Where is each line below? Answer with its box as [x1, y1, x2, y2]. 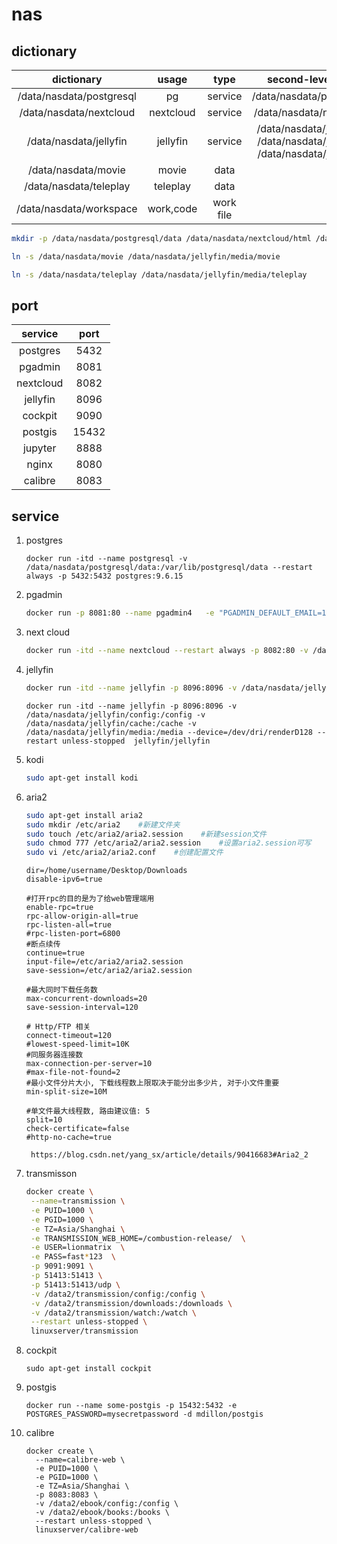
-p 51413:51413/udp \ [30, 1279, 121, 1290]
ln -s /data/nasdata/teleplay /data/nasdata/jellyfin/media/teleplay [11, 269, 308, 280]
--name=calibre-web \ [35, 1455, 126, 1465]
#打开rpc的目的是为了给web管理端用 [25, 894, 155, 904]
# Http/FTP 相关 [25, 1022, 91, 1032]
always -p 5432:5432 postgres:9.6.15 [25, 571, 184, 582]
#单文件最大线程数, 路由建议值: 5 [25, 1106, 151, 1117]
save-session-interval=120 [25, 1003, 139, 1013]
